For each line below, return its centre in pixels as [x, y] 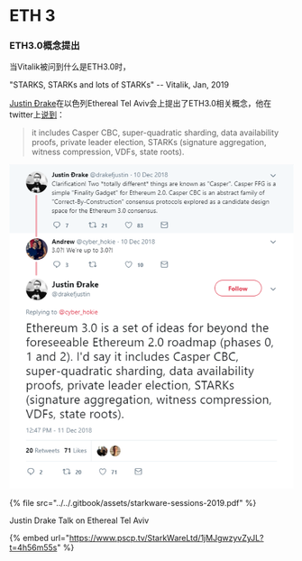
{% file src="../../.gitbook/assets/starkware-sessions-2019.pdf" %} [133, 503]
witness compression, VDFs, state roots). [108, 152]
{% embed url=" [40, 538]
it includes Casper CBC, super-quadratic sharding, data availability [155, 133]
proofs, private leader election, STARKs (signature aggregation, [149, 143]
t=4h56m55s [33, 547]
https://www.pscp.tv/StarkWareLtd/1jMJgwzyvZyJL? [166, 538]
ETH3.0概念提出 [45, 46]
